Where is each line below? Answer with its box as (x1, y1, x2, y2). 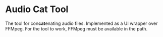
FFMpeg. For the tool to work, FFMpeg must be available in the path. (5, 25, 148, 31)
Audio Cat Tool (5, 4, 69, 15)
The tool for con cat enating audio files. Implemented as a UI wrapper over (5, 20, 158, 26)
